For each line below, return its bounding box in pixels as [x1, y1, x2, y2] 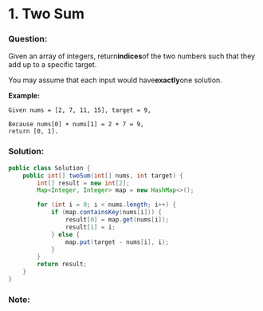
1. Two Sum [8, 5, 85, 23]
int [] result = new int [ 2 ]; [37, 179, 130, 187]
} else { [50, 230, 80, 238]
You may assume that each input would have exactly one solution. [8, 75, 223, 85]
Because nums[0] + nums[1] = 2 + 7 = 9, [8, 121, 145, 129]
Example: [8, 91, 41, 101]
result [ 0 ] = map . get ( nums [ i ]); [65, 216, 170, 224]
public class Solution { [8, 164, 91, 172]
